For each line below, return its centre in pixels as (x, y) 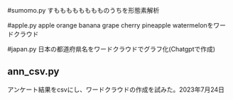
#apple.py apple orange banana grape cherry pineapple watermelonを (110, 25)
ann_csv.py (33, 71)
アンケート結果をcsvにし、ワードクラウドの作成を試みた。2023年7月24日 (116, 89)
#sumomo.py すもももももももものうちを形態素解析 (83, 10)
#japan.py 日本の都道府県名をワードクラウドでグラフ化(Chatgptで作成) (111, 49)
